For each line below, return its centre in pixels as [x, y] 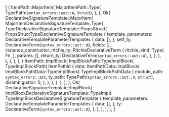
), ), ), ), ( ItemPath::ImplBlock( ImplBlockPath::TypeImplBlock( [70, 61]
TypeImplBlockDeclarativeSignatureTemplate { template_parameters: [77, 98]
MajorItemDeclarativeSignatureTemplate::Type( [54, 23]
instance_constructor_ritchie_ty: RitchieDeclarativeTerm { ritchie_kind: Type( [85, 50]
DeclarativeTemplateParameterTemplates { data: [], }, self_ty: [69, 39]
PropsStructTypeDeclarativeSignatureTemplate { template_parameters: [79, 34]
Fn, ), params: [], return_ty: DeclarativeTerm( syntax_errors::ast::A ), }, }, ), [83, 55]
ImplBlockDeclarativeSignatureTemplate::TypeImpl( [58, 93]
